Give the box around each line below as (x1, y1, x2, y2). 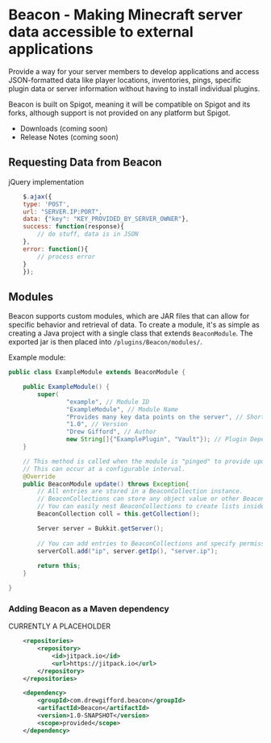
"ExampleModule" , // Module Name (65, 405, 179, 413)
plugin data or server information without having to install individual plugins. (8, 83, 261, 94)
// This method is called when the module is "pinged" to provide (23, 457, 251, 465)
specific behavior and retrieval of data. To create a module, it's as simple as (8, 320, 260, 330)
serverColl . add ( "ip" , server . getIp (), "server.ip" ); (37, 547, 219, 555)
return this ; (37, 562, 81, 570)
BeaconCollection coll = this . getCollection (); (37, 510, 200, 518)
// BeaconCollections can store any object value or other (37, 495, 240, 503)
